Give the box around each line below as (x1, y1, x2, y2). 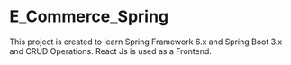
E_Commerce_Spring (9, 6, 169, 27)
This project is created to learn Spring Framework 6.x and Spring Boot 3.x (9, 36, 283, 47)
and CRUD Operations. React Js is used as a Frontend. (9, 45, 212, 56)
